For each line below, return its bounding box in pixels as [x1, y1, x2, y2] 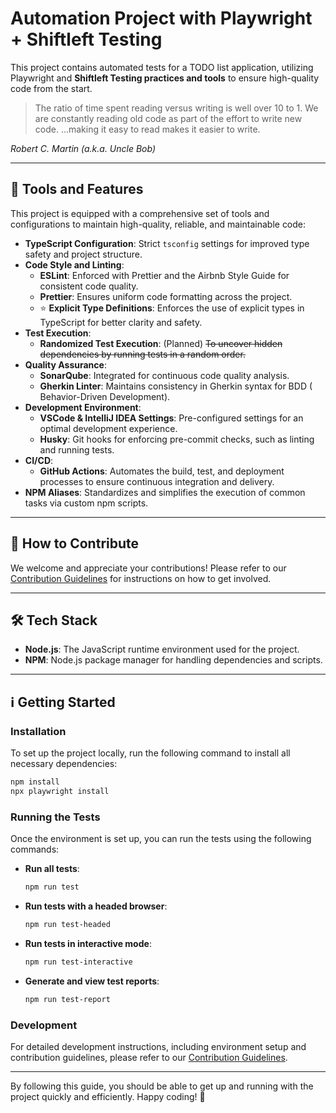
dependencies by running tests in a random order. [39, 348, 246, 360]
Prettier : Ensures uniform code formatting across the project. [39, 290, 293, 302]
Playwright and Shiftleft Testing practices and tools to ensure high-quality [10, 72, 320, 84]
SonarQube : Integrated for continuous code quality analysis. [39, 369, 290, 381]
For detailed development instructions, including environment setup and [10, 1040, 307, 1052]
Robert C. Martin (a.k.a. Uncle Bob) [10, 142, 157, 154]
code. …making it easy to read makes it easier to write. [34, 123, 261, 135]
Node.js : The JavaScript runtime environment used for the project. [24, 643, 300, 656]
